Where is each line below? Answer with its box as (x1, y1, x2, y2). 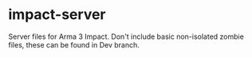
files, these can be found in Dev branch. (8, 40, 140, 49)
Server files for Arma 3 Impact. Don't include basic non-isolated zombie (8, 32, 245, 41)
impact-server (8, 6, 106, 24)
